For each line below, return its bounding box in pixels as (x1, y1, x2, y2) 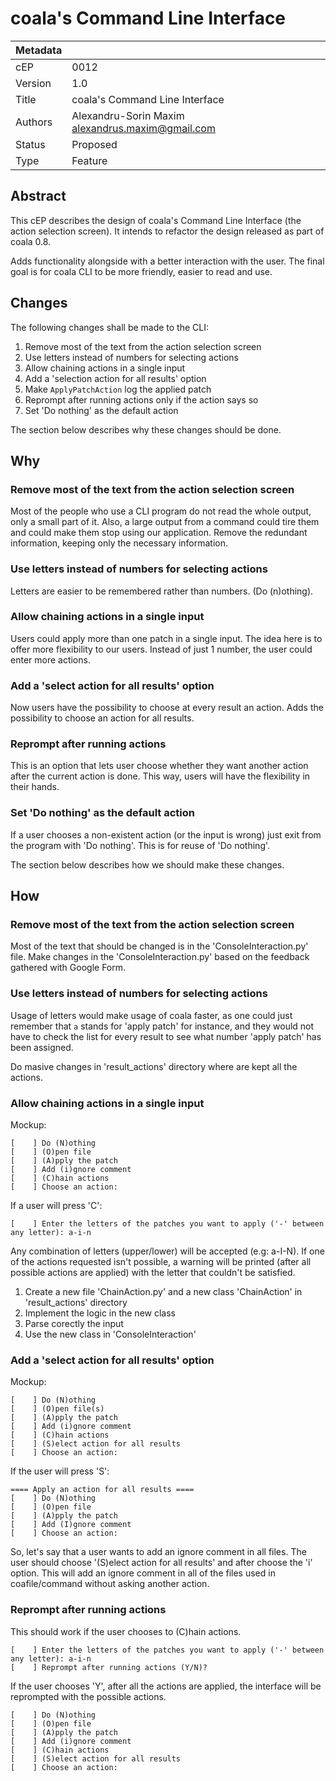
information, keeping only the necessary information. (10, 537, 229, 549)
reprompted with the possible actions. (10, 1690, 167, 1702)
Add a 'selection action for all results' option (24, 372, 207, 384)
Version (15, 76, 52, 90)
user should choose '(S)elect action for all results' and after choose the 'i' (10, 1557, 313, 1569)
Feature (71, 153, 108, 167)
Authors (15, 115, 53, 129)
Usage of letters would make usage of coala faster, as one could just (10, 1009, 293, 1021)
